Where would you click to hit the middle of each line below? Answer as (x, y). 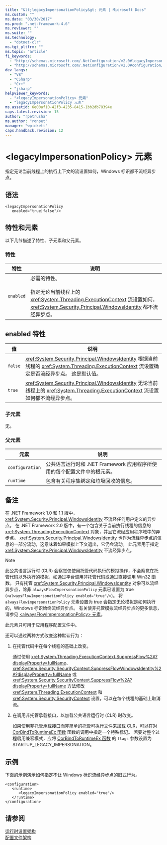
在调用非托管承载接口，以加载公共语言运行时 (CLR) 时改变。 (74, 715)
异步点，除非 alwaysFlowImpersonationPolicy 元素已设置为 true (70, 590)
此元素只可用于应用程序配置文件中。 (42, 625)
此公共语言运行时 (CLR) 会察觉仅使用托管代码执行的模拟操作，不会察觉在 (80, 571)
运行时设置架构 (20, 832)
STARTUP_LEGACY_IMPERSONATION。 (53, 745)
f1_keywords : (19, 56)
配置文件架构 (18, 838)
